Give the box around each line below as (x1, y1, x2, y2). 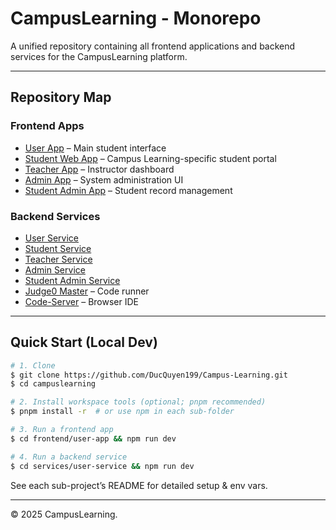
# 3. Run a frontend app (10, 425, 114, 435)
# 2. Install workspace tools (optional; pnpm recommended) (10, 397, 267, 407)
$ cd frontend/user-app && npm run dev (10, 433, 177, 444)
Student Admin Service (24, 274, 121, 286)
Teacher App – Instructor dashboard (24, 163, 175, 175)
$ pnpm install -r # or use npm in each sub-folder (10, 407, 235, 417)
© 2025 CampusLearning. (10, 508, 118, 520)
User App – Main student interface (24, 142, 167, 154)
